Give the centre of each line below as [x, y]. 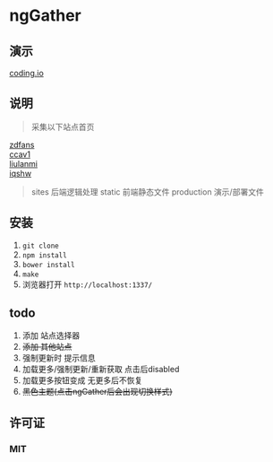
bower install [48, 265]
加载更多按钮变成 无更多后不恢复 [82, 380]
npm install [44, 255]
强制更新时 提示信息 [59, 358]
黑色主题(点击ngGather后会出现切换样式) [97, 392]
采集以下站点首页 [63, 126]
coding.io [27, 73]
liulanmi [24, 163]
